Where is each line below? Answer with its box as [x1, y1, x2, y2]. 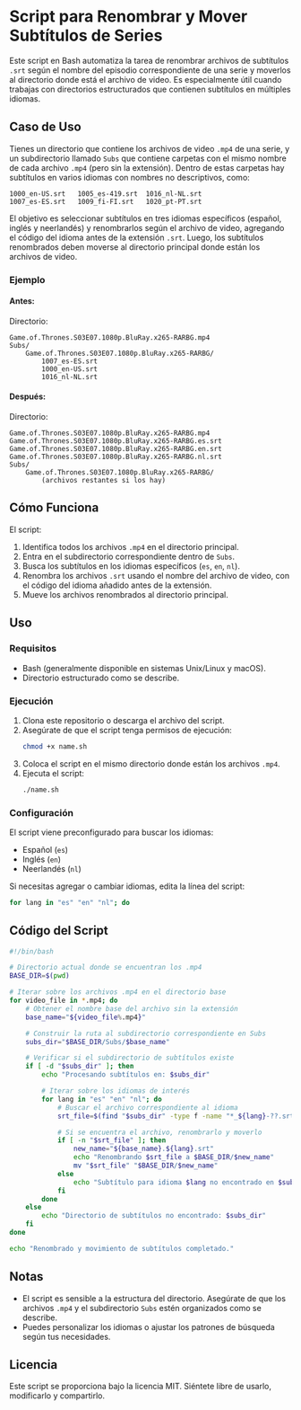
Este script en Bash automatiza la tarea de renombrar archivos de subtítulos [9, 55, 289, 66]
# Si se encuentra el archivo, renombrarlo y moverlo [56, 1128, 262, 1137]
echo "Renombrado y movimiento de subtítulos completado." [9, 1244, 235, 1253]
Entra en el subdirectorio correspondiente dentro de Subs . [21, 551, 236, 562]
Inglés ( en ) [21, 854, 61, 865]
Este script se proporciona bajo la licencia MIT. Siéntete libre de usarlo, [9, 1381, 271, 1392]
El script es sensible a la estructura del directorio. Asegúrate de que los [21, 1292, 287, 1304]
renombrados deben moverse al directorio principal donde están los [9, 241, 261, 253]
